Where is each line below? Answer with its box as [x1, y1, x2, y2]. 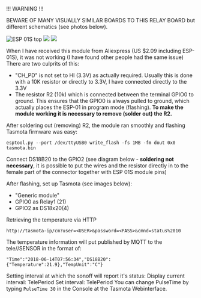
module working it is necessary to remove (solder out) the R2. [14, 110, 172, 117]
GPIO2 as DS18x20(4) [14, 205, 70, 211]
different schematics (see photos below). [6, 23, 108, 30]
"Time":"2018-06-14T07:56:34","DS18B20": [6, 256, 112, 262]
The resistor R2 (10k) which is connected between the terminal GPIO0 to [14, 91, 194, 98]
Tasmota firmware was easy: [6, 128, 78, 135]
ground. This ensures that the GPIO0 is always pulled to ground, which [14, 98, 190, 104]
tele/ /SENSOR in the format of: [6, 245, 82, 252]
